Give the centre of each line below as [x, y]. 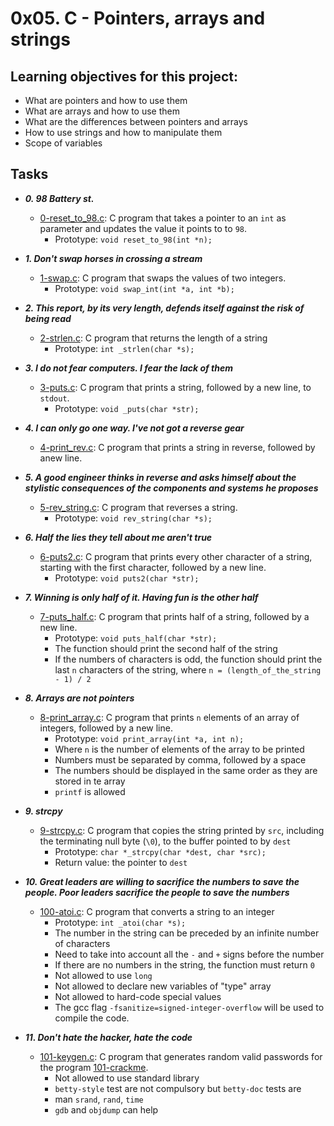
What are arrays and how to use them [102, 111]
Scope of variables [63, 143]
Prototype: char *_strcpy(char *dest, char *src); [160, 851]
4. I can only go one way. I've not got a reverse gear [134, 428]
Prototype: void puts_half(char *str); [136, 638]
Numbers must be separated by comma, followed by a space [180, 759]
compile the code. [92, 1018]
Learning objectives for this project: [124, 76]
